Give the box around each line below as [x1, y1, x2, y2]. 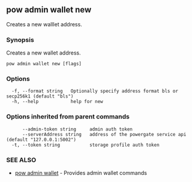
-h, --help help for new [11, 99, 103, 105]
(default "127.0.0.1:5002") [6, 136, 77, 142]
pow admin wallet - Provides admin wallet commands [14, 169, 147, 176]
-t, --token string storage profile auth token [11, 142, 160, 148]
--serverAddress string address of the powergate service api [22, 131, 187, 137]
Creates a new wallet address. [6, 49, 81, 56]
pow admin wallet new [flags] [6, 61, 82, 67]
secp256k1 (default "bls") [6, 93, 74, 99]
